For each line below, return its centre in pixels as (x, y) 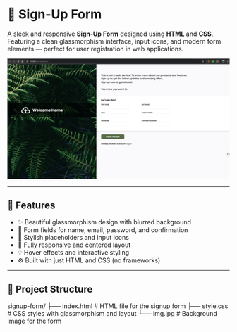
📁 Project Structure (50, 289)
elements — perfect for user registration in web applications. (96, 49)
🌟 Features (31, 205)
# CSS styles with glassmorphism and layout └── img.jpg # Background (112, 314)
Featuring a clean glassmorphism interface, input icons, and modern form (114, 41)
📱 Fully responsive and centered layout (74, 245)
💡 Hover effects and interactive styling (73, 253)
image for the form (35, 321)
